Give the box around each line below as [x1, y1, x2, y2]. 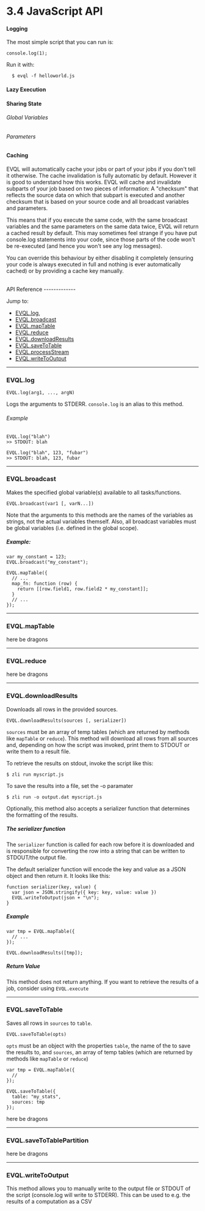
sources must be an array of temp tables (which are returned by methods [6, 728, 190, 735]
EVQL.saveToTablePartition [6, 1136, 89, 1144]
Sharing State [6, 100, 42, 107]
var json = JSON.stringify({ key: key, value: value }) [12, 889, 157, 895]
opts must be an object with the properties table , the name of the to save [6, 1042, 191, 1049]
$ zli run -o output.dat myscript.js [6, 794, 103, 800]
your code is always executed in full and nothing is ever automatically [6, 261, 181, 268]
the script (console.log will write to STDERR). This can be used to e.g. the [6, 1191, 191, 1199]
